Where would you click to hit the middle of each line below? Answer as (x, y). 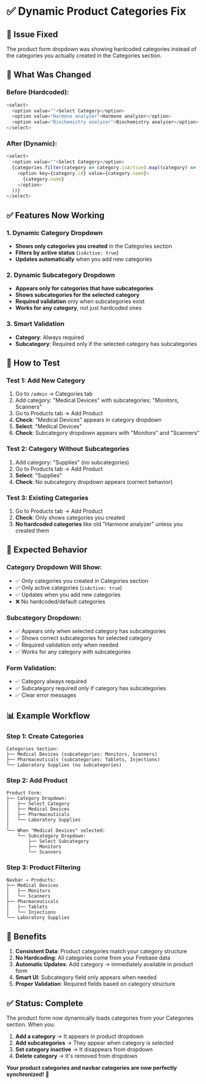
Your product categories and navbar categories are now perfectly (92, 1068)
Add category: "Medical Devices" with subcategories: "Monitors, (97, 401)
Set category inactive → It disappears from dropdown (84, 1050)
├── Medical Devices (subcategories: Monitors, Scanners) (82, 754)
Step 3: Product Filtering (44, 867)
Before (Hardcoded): (38, 92)
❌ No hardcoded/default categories (60, 601)
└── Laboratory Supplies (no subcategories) (64, 765)
